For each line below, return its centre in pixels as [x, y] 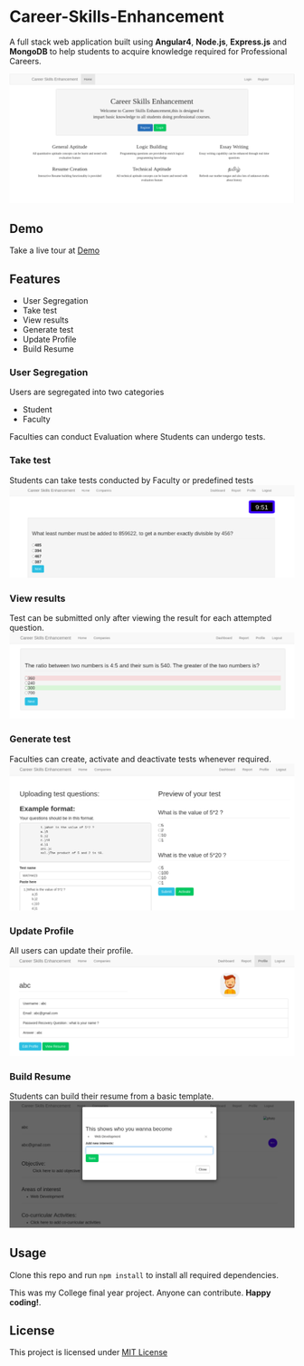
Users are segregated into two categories [87, 392]
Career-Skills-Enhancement [117, 17]
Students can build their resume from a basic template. [112, 1096]
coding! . [25, 1302]
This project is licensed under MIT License [89, 1352]
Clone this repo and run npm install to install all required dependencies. [144, 1274]
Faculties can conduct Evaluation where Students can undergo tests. [138, 437]
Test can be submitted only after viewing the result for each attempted [141, 618]
